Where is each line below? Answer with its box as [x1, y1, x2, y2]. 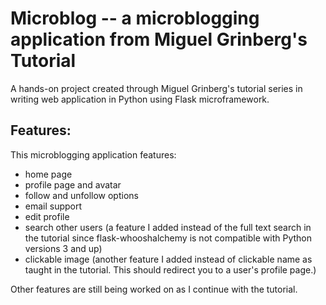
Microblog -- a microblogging [10, 7, 260, 30]
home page [24, 168, 73, 180]
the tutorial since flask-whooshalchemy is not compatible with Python [24, 232, 312, 244]
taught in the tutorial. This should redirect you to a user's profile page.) [24, 263, 317, 276]
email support [24, 200, 83, 212]
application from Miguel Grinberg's [10, 28, 308, 51]
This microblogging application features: [10, 148, 177, 161]
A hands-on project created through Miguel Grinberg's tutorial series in [10, 82, 303, 94]
